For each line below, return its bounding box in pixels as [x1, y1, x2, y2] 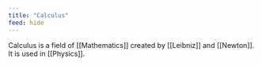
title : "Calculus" [8, 11, 69, 20]
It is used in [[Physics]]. [8, 49, 85, 58]
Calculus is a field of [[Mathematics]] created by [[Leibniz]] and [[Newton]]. [8, 40, 255, 49]
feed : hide [8, 19, 44, 27]
